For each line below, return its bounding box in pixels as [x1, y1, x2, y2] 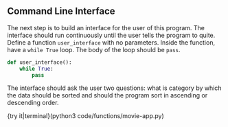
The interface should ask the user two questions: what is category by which [7, 84, 222, 92]
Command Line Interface [7, 5, 115, 17]
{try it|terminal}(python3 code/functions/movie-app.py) [7, 112, 165, 120]
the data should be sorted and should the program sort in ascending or [7, 91, 208, 100]
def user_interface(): [7, 58, 72, 66]
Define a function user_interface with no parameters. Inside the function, [7, 38, 215, 47]
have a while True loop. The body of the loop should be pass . [7, 45, 181, 54]
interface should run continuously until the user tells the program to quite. [7, 31, 216, 39]
